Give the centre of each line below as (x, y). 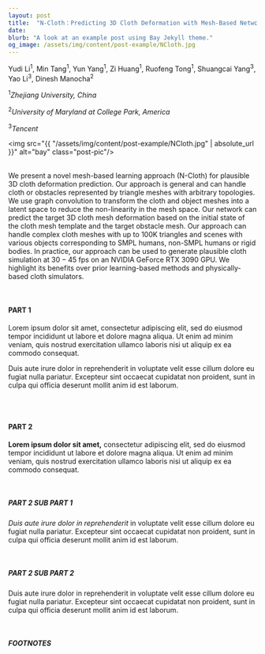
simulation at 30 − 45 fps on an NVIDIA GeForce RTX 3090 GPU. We (119, 260)
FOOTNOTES (30, 643)
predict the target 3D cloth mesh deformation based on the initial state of (127, 217)
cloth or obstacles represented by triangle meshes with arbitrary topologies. (132, 193)
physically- (224, 268)
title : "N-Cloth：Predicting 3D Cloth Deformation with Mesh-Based (122, 23)
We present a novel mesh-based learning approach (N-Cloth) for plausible (129, 176)
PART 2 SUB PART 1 (41, 503)
